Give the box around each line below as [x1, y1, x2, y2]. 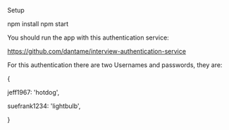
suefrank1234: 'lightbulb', [7, 102, 81, 110]
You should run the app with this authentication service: [7, 33, 169, 42]
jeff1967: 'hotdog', [7, 88, 60, 96]
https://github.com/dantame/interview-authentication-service [7, 47, 187, 55]
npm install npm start [7, 20, 69, 28]
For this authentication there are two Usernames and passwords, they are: [7, 61, 223, 69]
